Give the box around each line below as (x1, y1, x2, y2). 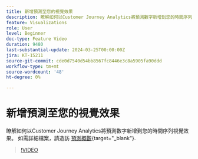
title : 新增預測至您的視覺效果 (6, 8, 73, 15)
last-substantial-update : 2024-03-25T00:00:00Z (6, 47, 126, 53)
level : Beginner (6, 31, 46, 37)
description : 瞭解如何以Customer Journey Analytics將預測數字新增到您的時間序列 (6, 14, 193, 20)
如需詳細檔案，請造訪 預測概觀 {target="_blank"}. (17, 135, 136, 142)
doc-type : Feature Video (6, 36, 67, 42)
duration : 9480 (6, 42, 44, 48)
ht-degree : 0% (6, 74, 41, 80)
